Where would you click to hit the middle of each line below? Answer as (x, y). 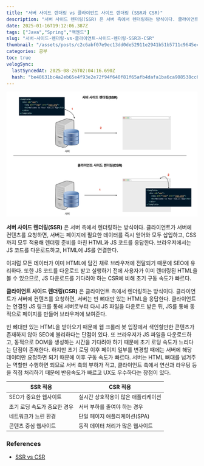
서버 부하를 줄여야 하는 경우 (111, 406)
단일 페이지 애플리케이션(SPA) (114, 416)
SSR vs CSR (30, 457)
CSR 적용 (120, 387)
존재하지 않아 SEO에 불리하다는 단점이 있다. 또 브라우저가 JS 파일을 (86, 334)
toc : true (19, 58)
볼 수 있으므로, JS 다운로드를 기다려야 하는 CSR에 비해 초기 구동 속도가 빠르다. (99, 278)
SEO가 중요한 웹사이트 (35, 397)
